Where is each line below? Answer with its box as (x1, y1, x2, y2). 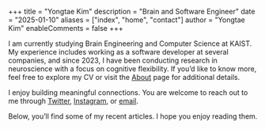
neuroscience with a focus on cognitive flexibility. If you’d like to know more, (8, 64, 257, 74)
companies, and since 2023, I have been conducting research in (8, 55, 218, 65)
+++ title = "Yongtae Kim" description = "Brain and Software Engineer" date (8, 7, 256, 16)
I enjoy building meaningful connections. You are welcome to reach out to (8, 88, 248, 97)
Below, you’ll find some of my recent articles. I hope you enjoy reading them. (8, 112, 258, 121)
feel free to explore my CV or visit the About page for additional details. (8, 73, 240, 82)
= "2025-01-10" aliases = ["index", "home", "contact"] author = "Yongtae (8, 15, 245, 25)
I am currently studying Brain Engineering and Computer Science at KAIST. (8, 39, 252, 48)
